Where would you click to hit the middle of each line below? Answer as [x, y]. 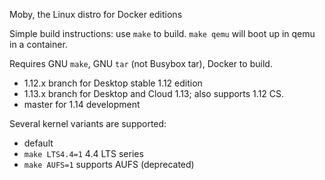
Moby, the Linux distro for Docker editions [96, 14]
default [38, 143]
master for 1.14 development [82, 104]
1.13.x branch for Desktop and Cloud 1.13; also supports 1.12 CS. [154, 93]
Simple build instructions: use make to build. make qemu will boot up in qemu [162, 33]
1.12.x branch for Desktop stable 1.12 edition [113, 83]
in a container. [38, 44]
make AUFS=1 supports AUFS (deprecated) [109, 164]
